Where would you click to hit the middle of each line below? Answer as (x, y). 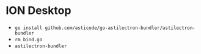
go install (28, 28)
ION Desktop (38, 11)
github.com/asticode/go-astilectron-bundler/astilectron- (120, 28)
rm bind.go (28, 39)
